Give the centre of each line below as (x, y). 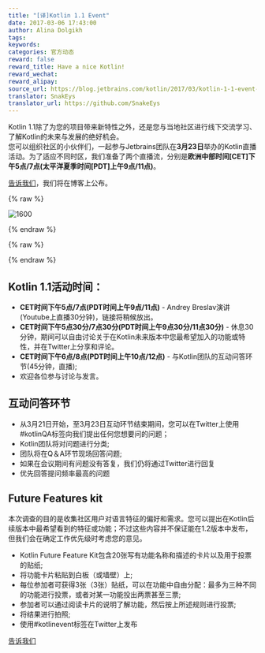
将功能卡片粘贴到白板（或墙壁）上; (76, 575)
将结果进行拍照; (45, 614)
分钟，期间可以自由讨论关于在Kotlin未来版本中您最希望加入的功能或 (129, 337)
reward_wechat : (33, 74)
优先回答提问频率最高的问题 (65, 473)
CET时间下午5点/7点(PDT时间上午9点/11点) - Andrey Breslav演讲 (125, 307)
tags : (17, 37)
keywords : (24, 45)
